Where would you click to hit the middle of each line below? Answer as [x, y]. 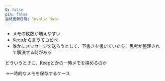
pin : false [16, 14]
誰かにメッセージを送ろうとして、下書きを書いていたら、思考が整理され [86, 46]
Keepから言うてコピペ [35, 40]
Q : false [14, 10]
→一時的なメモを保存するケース [38, 74]
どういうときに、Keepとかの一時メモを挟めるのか [56, 63]
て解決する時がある [32, 52]
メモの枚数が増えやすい [36, 34]
